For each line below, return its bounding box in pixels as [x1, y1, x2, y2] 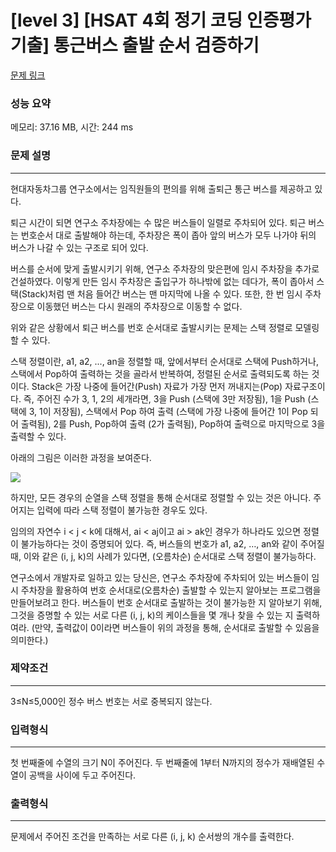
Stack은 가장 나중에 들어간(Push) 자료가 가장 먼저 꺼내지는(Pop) [31, 380, 283, 392]
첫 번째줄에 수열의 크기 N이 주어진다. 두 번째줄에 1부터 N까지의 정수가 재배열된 [10, 757, 315, 769]
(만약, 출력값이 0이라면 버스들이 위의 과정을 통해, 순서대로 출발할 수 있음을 [31, 621, 320, 633]
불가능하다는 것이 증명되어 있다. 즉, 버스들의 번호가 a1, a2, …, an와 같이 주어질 [20, 537, 325, 550]
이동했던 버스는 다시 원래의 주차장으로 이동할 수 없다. [36, 300, 243, 312]
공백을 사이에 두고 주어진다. [28, 769, 137, 781]
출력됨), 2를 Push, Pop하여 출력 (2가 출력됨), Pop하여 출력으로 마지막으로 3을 [20, 417, 326, 430]
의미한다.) [10, 634, 49, 646]
